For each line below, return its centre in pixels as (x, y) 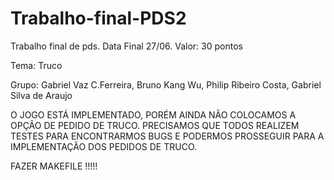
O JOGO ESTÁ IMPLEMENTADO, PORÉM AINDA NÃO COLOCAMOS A (153, 114)
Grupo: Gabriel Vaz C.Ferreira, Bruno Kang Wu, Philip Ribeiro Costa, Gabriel (166, 84)
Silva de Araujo (41, 95)
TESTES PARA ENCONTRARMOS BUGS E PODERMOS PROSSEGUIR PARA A (167, 136)
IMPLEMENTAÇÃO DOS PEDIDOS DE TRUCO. (104, 146)
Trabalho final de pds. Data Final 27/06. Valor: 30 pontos (126, 46)
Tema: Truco (36, 65)
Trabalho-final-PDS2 (98, 18)
